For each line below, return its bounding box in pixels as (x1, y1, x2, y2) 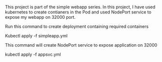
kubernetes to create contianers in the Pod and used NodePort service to (5, 9, 152, 15)
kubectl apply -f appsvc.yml (5, 51, 61, 57)
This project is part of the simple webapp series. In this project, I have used (5, 4, 156, 10)
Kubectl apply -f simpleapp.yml (5, 33, 68, 38)
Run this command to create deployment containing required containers (5, 24, 149, 29)
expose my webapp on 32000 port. (5, 14, 76, 20)
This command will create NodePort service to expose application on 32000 (5, 42, 158, 48)
